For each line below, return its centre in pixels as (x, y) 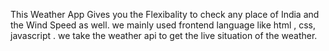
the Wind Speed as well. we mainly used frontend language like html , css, (163, 25)
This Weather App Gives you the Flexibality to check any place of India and (165, 14)
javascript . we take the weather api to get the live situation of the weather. (164, 35)
